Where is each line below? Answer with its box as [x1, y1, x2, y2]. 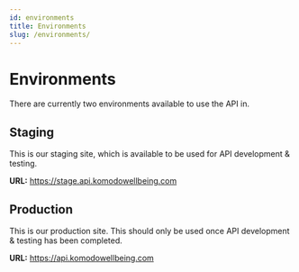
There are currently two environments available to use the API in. [9, 98, 250, 109]
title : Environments [9, 22, 87, 31]
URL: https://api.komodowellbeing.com [9, 252, 155, 263]
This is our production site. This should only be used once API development [9, 225, 290, 236]
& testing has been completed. [9, 235, 123, 246]
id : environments [9, 13, 75, 23]
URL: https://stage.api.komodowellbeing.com [9, 176, 177, 186]
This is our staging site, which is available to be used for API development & [9, 149, 291, 159]
